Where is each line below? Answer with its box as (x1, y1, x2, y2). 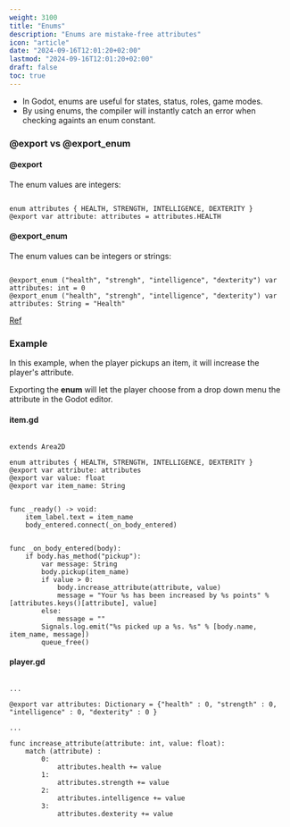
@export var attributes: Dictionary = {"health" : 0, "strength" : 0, (9, 699, 278, 709)
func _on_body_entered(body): (9, 544, 122, 553)
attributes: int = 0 (9, 283, 87, 293)
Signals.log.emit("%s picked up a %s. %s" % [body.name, (41, 622, 257, 631)
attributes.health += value (56, 762, 162, 772)
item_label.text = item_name (25, 512, 134, 521)
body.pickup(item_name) (41, 567, 129, 577)
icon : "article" (9, 38, 70, 47)
